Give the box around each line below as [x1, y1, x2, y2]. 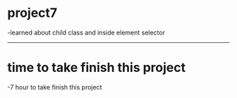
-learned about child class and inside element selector [7, 28, 166, 37]
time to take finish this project [7, 60, 186, 75]
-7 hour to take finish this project [7, 82, 102, 91]
